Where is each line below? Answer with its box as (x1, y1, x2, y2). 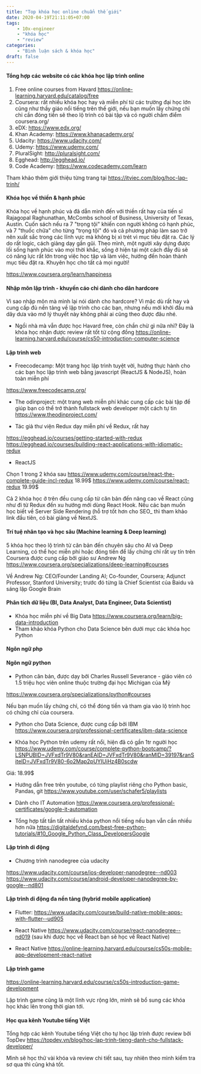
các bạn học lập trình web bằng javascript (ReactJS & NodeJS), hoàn (14, 369, 187, 376)
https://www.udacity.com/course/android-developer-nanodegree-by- (6, 875, 178, 882)
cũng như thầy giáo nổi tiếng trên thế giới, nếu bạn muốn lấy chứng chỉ (14, 105, 190, 112)
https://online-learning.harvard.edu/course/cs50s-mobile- (47, 945, 192, 952)
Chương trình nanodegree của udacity (14, 857, 109, 864)
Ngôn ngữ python (6, 659, 51, 666)
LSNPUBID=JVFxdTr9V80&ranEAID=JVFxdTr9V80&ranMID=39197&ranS (14, 751, 194, 758)
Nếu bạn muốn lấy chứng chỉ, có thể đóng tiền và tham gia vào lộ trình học (6, 702, 191, 710)
